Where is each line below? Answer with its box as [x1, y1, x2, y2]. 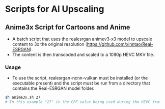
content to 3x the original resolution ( [12, 41, 87, 47]
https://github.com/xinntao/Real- [86, 41, 154, 47]
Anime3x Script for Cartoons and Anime [5, 23, 130, 31]
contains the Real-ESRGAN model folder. [12, 85, 95, 91]
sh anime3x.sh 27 [5, 95, 41, 100]
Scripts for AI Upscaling [5, 3, 105, 15]
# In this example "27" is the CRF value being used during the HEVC [5, 100, 151, 105]
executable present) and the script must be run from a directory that [12, 80, 151, 86]
